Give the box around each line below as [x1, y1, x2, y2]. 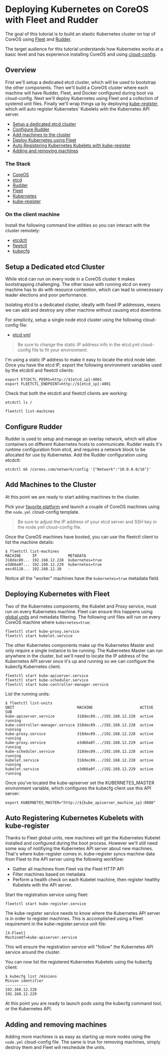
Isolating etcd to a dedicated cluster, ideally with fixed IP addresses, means [5, 302, 161, 308]
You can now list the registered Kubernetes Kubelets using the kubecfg [5, 959, 152, 965]
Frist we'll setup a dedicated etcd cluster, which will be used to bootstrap [5, 79, 156, 85]
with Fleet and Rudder [5, 14, 99, 26]
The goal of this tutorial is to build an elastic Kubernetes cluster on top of [5, 31, 156, 37]
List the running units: [5, 691, 50, 697]
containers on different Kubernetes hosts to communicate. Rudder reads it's [5, 441, 162, 447]
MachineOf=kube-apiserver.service [5, 935, 78, 940]
